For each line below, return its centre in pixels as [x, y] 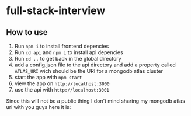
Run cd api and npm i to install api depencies [69, 52]
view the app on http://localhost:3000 [62, 83]
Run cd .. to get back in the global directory [68, 59]
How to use [27, 32]
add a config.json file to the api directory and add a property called [95, 65]
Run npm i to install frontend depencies [62, 46]
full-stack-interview [56, 11]
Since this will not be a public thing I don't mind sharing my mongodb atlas [95, 101]
